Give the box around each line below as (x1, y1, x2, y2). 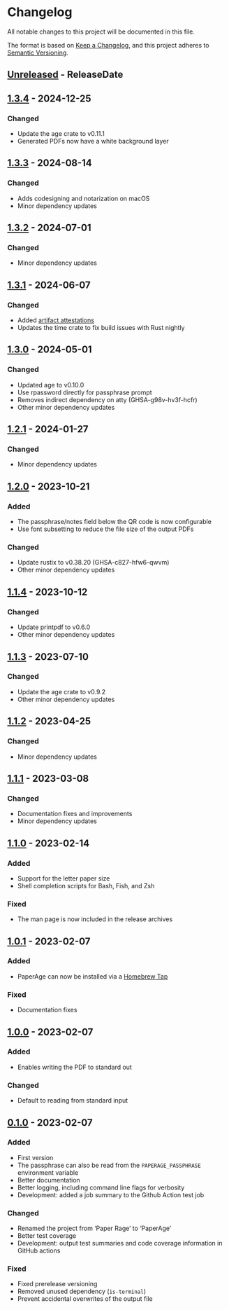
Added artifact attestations (17, 316, 94, 324)
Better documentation (17, 1175, 80, 1184)
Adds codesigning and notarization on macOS (17, 194, 150, 202)
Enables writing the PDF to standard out (17, 1063, 133, 1071)
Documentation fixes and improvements (17, 810, 133, 818)
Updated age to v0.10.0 (17, 380, 84, 389)
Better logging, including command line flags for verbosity (17, 1183, 185, 1192)
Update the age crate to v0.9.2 (17, 687, 106, 696)
